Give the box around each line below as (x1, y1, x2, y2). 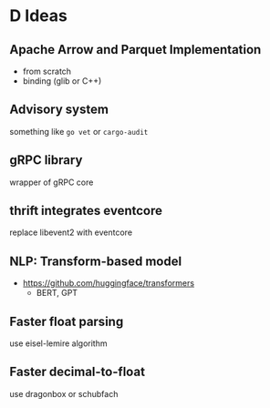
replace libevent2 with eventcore (9, 227, 133, 238)
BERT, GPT (36, 288, 78, 299)
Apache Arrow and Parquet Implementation (9, 42, 262, 57)
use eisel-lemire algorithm (9, 338, 108, 349)
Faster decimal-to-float (9, 364, 146, 380)
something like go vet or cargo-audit (9, 126, 149, 137)
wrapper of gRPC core (9, 177, 94, 188)
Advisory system (9, 102, 109, 117)
